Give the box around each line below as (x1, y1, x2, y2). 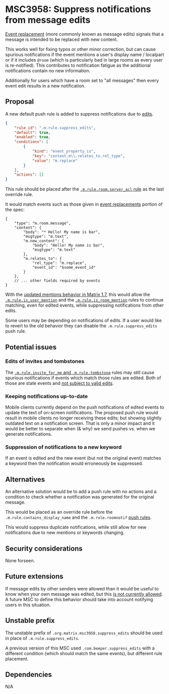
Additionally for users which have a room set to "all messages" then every (5, 77, 159, 83)
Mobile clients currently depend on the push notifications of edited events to (5, 404, 164, 410)
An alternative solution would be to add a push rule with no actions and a (5, 488, 157, 494)
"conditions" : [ (14, 139, 49, 144)
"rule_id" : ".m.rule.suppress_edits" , (14, 125, 96, 130)
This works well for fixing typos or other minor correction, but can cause (5, 46, 156, 52)
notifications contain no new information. (5, 67, 91, 74)
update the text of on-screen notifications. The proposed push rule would (5, 410, 158, 416)
